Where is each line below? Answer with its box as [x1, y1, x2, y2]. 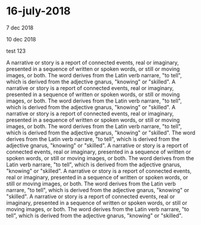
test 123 [6, 47, 26, 55]
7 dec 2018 [6, 24, 34, 31]
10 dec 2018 [6, 35, 36, 43]
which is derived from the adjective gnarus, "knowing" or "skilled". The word [6, 129, 196, 136]
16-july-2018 [6, 4, 71, 18]
